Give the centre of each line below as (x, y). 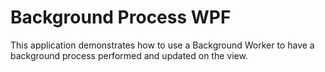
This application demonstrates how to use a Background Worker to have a (162, 45)
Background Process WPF (121, 17)
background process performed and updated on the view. (129, 55)
